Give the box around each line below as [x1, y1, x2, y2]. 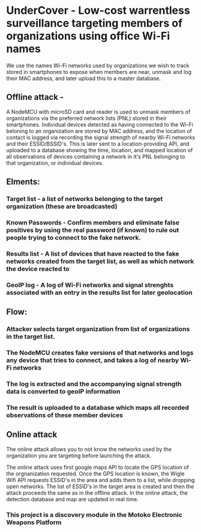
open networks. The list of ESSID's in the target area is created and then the [6, 483, 194, 490]
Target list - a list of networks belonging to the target [6, 195, 163, 203]
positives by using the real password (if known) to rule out [6, 226, 179, 234]
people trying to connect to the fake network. [6, 233, 141, 241]
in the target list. [6, 332, 55, 341]
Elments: [6, 177, 40, 187]
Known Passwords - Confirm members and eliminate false [6, 218, 180, 226]
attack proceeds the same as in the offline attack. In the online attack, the [6, 489, 188, 496]
